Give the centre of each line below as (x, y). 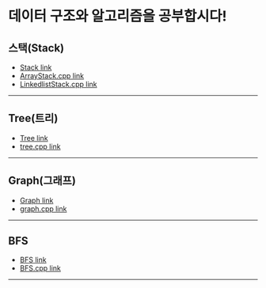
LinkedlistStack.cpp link (58, 84)
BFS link (33, 260)
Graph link (36, 200)
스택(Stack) (36, 48)
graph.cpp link (43, 208)
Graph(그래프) (42, 181)
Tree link (34, 138)
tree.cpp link (40, 146)
